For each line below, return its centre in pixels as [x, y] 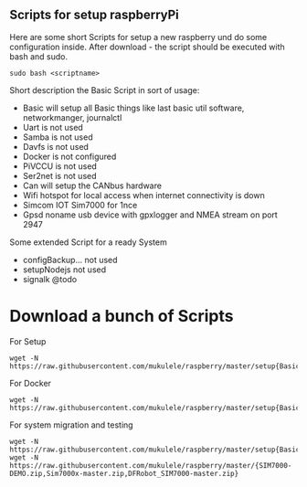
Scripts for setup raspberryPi [95, 15]
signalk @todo [50, 279]
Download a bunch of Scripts [122, 316]
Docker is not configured [69, 156]
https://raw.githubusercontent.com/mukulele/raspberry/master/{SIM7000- [151, 465]
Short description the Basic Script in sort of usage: [105, 90]
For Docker [31, 383]
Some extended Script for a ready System [88, 242]
